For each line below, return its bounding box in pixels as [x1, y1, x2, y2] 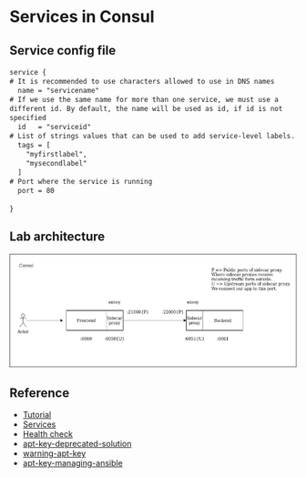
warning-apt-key [22, 448, 87, 459]
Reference [9, 385, 70, 401]
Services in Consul [9, 6, 155, 27]
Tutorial [22, 410, 52, 421]
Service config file [9, 43, 117, 58]
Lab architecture [9, 229, 106, 245]
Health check [22, 429, 73, 440]
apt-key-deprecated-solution [22, 439, 132, 450]
